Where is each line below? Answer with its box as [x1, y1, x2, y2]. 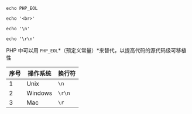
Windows [26, 89, 53, 97]
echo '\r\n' [6, 36, 35, 42]
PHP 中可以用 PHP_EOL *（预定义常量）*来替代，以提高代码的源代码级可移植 [6, 47, 187, 54]
